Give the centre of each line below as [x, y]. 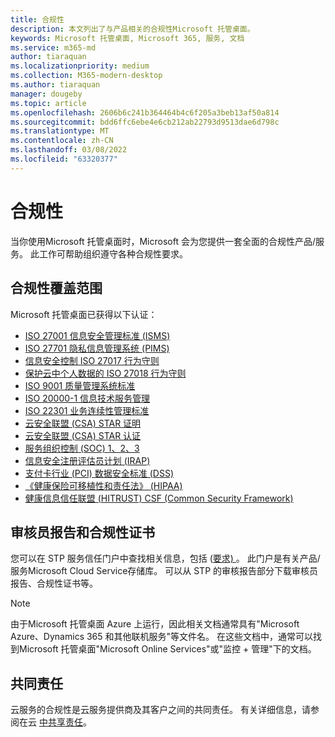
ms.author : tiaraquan [55, 85]
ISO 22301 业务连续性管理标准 [87, 410]
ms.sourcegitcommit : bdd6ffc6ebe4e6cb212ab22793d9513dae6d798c [145, 122]
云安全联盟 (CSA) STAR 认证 [83, 435]
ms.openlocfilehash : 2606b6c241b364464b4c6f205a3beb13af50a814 [145, 112]
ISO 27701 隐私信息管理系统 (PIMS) [97, 348]
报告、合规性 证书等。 [54, 583]
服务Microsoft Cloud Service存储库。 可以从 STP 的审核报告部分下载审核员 [164, 571]
